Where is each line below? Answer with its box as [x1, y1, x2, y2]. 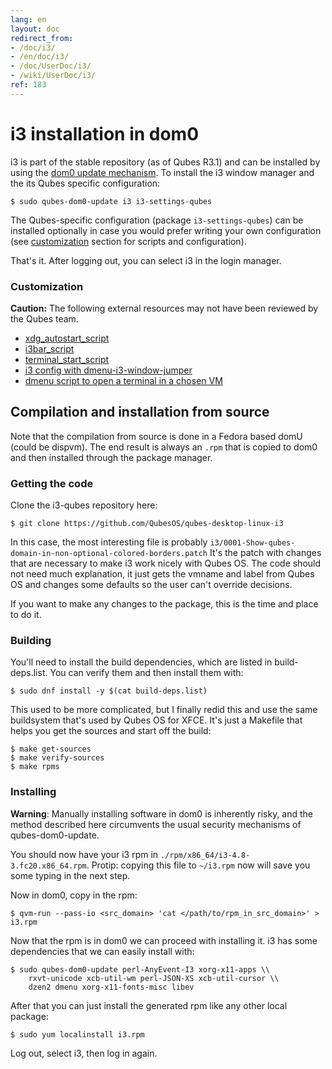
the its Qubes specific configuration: [10, 177, 161, 189]
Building [10, 634, 52, 648]
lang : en [10, 14, 47, 25]
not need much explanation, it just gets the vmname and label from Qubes [10, 568, 315, 580]
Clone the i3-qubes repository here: [10, 499, 158, 511]
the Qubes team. [10, 312, 79, 325]
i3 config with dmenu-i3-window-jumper [24, 364, 193, 376]
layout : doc [10, 24, 60, 34]
